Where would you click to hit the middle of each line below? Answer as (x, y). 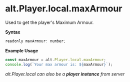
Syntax (13, 32)
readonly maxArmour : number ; (35, 41)
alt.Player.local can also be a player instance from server (65, 74)
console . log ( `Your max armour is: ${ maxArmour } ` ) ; (59, 64)
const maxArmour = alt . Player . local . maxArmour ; (56, 60)
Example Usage (22, 51)
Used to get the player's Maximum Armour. (49, 22)
